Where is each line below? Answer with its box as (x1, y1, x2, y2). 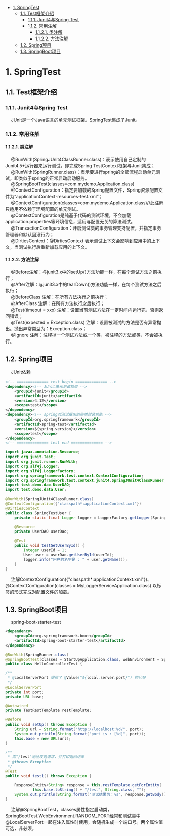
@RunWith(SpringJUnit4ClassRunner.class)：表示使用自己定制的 (11, 157, 146, 162)
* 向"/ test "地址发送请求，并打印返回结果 (7, 754, 85, 759)
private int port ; (5, 689, 44, 695)
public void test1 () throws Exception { (5, 773, 92, 778)
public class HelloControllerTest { (5, 661, 82, 667)
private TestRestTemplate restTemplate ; (5, 708, 92, 713)
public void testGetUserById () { (14, 543, 85, 548)
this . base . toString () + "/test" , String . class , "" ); (32, 787, 146, 792)
